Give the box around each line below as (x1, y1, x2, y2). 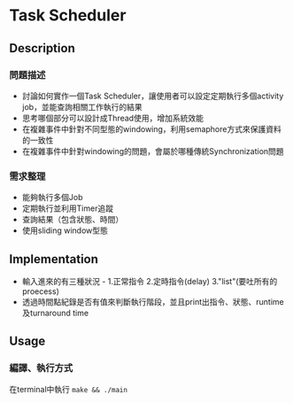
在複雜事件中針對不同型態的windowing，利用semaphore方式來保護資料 (21, 123, 281, 134)
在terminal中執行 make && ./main (9, 384, 128, 394)
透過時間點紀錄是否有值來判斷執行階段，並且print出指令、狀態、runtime (21, 296, 285, 306)
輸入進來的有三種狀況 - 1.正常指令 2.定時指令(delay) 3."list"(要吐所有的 (21, 275, 278, 286)
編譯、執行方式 (9, 362, 73, 375)
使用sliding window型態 (21, 225, 109, 236)
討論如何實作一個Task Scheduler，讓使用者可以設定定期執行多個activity (21, 90, 284, 101)
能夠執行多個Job (21, 192, 83, 203)
